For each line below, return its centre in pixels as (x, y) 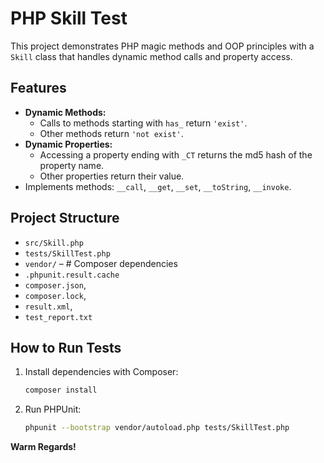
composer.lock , (55, 295)
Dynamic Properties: (68, 144)
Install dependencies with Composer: (101, 372)
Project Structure (65, 218)
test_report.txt (58, 317)
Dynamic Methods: (65, 112)
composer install (61, 390)
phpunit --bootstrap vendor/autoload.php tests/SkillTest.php (157, 428)
